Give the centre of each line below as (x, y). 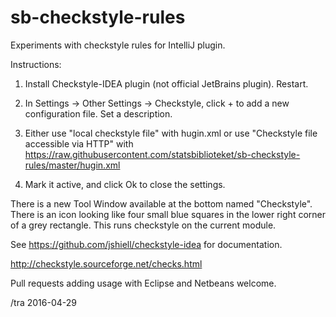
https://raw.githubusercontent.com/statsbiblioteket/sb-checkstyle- (162, 154)
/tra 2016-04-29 (43, 302)
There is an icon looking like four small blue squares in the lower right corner (168, 214)
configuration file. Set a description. (98, 113)
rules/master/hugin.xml (72, 165)
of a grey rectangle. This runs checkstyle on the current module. (143, 225)
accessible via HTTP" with (79, 143)
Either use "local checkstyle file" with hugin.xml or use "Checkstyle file (171, 133)
